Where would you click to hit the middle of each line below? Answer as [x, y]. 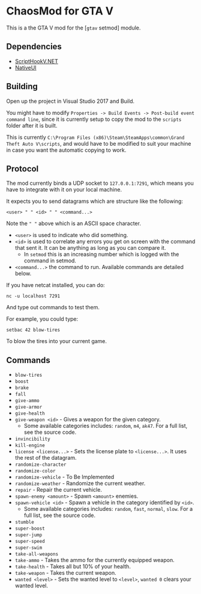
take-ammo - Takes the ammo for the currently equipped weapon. [95, 560]
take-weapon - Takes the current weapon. [65, 573]
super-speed [30, 542]
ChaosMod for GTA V [60, 11]
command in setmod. [50, 261]
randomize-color [35, 471]
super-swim [28, 548]
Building [22, 86]
